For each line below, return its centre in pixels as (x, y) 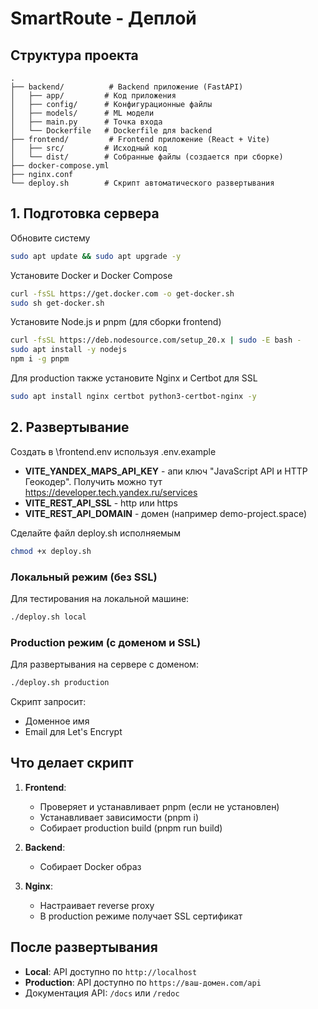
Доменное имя (57, 721)
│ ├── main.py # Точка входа (86, 122)
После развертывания (84, 947)
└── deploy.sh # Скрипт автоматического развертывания (142, 183)
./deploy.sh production (60, 683)
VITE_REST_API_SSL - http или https (101, 503)
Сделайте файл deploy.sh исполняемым (95, 533)
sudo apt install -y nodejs (69, 350)
